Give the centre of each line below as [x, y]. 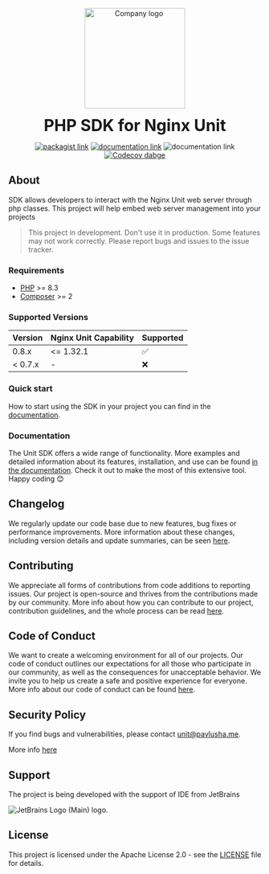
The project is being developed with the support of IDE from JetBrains [124, 794]
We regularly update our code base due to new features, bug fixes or [122, 523]
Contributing [41, 566]
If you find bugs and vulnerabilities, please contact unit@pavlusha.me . [124, 734]
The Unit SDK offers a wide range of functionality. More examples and [124, 453]
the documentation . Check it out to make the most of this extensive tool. [128, 470]
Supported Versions [48, 318]
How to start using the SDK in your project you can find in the [110, 406]
